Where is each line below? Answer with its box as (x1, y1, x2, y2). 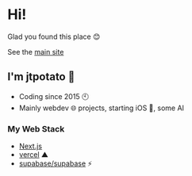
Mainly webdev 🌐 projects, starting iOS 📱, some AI (18, 103, 184, 113)
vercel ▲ (18, 150, 49, 159)
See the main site (7, 47, 64, 56)
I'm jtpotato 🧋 (7, 70, 75, 84)
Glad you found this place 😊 (7, 32, 101, 41)
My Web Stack (7, 123, 65, 134)
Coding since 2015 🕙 (18, 91, 89, 101)
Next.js (18, 141, 43, 151)
